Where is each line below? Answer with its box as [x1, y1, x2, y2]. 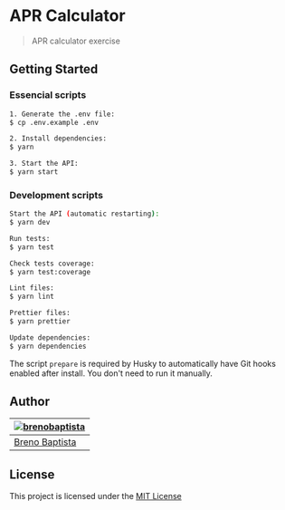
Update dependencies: [9, 332, 91, 342]
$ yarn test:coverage [9, 267, 91, 276]
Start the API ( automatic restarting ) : [9, 209, 160, 218]
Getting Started [9, 62, 99, 77]
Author [9, 394, 50, 409]
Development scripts [9, 188, 104, 201]
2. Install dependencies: [9, 134, 107, 143]
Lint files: [9, 284, 54, 293]
